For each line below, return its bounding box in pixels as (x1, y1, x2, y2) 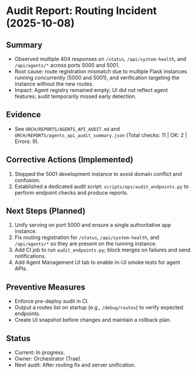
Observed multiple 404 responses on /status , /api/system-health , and (14, 56, 187, 62)
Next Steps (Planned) (6, 206, 86, 216)
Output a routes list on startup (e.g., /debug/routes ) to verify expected (14, 304, 183, 311)
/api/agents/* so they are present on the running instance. (14, 240, 157, 247)
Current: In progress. (14, 349, 66, 356)
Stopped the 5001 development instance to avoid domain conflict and (14, 170, 183, 177)
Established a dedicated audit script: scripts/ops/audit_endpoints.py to (14, 183, 189, 190)
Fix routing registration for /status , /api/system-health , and (14, 234, 160, 241)
